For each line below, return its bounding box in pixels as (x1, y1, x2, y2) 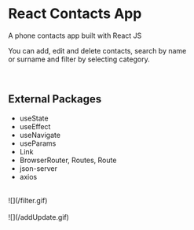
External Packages (8, 92, 102, 106)
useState (19, 113, 49, 123)
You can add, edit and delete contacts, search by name (8, 46, 187, 55)
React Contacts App (8, 5, 142, 23)
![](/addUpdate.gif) (8, 212, 69, 221)
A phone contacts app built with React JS (8, 31, 142, 40)
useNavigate (19, 130, 61, 139)
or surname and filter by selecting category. (8, 54, 151, 64)
